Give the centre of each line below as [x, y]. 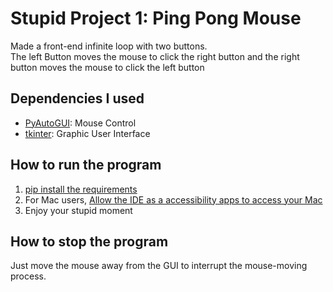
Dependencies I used [77, 98]
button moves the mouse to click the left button [107, 67]
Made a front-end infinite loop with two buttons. [109, 46]
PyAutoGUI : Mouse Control [80, 123]
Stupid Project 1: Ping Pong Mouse [156, 18]
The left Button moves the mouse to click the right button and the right [155, 56]
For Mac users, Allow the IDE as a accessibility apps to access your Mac [173, 199]
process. [28, 276]
